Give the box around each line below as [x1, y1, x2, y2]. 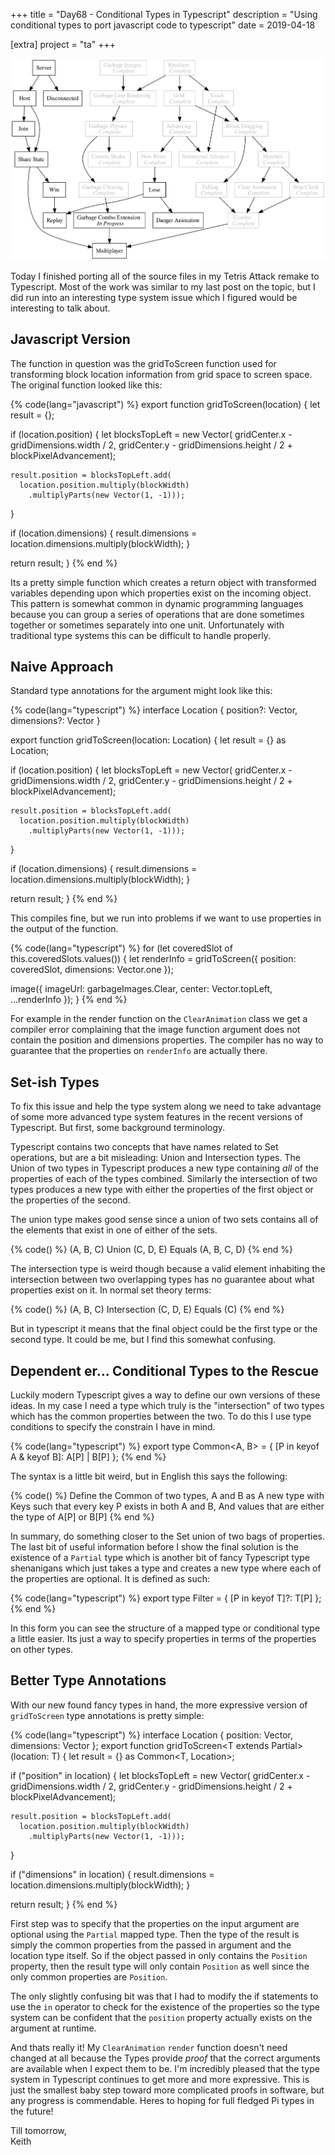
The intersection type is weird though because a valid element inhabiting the [10, 1263, 326, 1275]
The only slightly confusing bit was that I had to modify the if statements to [10, 1990, 319, 2002]
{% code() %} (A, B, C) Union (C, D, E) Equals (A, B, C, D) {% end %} [10, 1244, 293, 1256]
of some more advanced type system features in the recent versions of [10, 1111, 303, 1123]
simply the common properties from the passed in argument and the [10, 1939, 292, 1951]
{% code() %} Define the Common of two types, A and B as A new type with [10, 1489, 325, 1501]
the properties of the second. [10, 1194, 131, 1206]
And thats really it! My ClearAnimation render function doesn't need [10, 2041, 288, 2053]
